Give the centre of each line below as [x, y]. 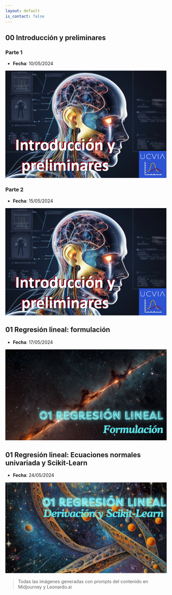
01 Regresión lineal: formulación [58, 330]
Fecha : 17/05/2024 [33, 342]
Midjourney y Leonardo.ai [45, 587]
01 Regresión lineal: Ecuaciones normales [73, 455]
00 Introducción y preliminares [56, 38]
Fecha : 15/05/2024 [33, 201]
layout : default [23, 11]
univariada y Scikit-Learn [47, 463]
